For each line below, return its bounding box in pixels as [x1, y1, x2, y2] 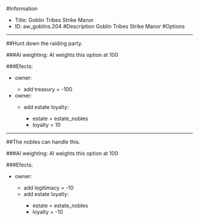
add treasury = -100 [23, 86, 73, 92]
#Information [6, 5, 38, 12]
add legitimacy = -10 [23, 184, 74, 191]
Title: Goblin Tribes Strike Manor [14, 17, 94, 23]
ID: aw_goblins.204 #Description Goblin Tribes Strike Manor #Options [14, 23, 185, 30]
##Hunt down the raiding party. [6, 40, 83, 47]
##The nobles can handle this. [6, 139, 81, 145]
